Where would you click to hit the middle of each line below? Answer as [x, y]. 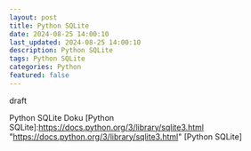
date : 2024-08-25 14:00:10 [59, 34]
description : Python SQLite [61, 51]
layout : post [33, 17]
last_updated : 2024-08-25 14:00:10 [75, 42]
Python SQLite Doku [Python [62, 117]
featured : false [39, 75]
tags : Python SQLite [48, 59]
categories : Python [45, 68]
